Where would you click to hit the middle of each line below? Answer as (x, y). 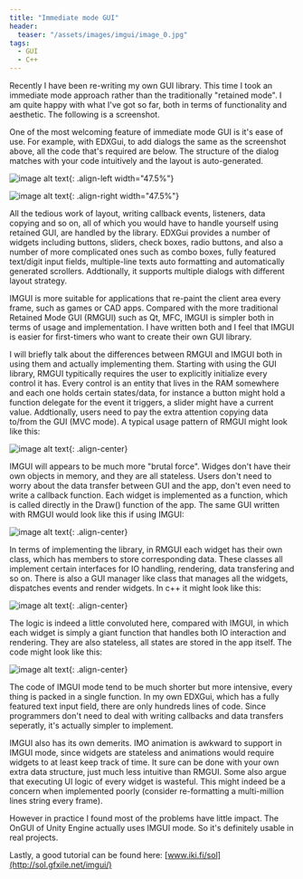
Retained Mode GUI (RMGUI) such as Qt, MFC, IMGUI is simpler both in (142, 317)
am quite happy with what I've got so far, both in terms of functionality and (148, 105)
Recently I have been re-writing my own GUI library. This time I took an (141, 86)
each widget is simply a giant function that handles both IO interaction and (148, 633)
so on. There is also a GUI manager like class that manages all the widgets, (149, 578)
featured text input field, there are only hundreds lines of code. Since (138, 706)
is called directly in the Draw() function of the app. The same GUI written (145, 505)
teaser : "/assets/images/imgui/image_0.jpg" (103, 34)
